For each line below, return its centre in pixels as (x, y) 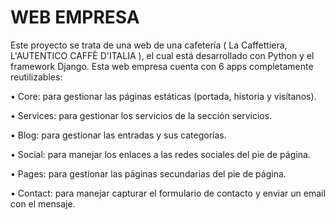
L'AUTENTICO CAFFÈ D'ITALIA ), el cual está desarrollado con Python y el (162, 55)
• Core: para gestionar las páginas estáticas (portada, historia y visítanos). (163, 96)
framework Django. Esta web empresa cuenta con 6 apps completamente (162, 66)
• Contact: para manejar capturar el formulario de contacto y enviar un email (168, 193)
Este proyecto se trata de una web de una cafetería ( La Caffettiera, (149, 45)
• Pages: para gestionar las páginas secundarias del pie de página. (148, 173)
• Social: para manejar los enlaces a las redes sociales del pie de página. (160, 154)
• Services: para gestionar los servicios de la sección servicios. (141, 115)
